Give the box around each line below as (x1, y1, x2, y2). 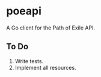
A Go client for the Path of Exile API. (6, 24, 95, 31)
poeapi (6, 4, 42, 18)
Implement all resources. (14, 64, 76, 71)
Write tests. (14, 57, 44, 64)
